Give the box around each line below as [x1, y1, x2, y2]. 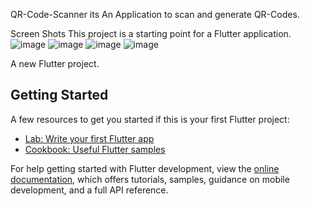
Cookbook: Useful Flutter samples [24, 143, 166, 155]
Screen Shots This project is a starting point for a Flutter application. [10, 28, 292, 39]
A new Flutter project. [10, 58, 100, 69]
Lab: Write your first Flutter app [24, 132, 155, 144]
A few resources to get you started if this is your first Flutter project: [10, 113, 290, 125]
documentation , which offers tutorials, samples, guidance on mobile [10, 173, 290, 185]
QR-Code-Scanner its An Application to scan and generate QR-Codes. [10, 9, 300, 20]
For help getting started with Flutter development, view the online [10, 162, 280, 174]
